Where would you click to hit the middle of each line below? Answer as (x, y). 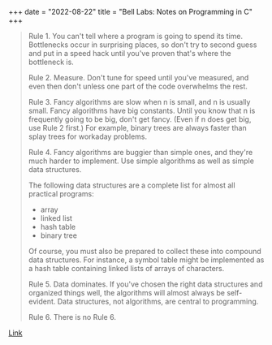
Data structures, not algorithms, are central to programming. (158, 301)
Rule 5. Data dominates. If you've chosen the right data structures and (145, 284)
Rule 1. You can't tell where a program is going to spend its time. (136, 36)
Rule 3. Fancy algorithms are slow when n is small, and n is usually (139, 102)
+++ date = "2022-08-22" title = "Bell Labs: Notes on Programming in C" (131, 12)
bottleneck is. (51, 62)
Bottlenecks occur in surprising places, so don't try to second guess (142, 45)
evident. (42, 301)
